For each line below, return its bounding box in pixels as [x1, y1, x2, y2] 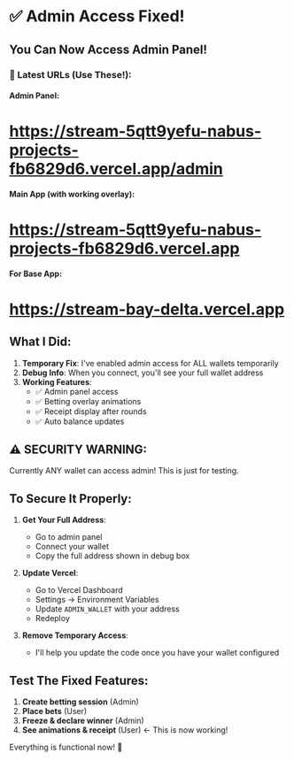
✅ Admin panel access [35, 386, 119, 396]
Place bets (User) [21, 706, 88, 717]
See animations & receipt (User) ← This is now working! [21, 725, 228, 735]
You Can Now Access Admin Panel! [9, 42, 208, 57]
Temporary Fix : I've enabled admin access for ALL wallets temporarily [21, 357, 279, 368]
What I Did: [9, 334, 72, 350]
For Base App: [9, 268, 63, 279]
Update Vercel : [21, 568, 79, 579]
